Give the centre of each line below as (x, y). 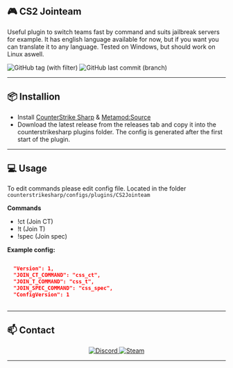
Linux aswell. (26, 54)
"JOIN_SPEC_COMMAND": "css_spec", (63, 288)
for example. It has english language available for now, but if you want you (113, 39)
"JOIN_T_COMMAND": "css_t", (54, 282)
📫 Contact (31, 330)
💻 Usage (27, 169)
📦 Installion (34, 97)
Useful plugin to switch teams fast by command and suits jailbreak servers (113, 32)
